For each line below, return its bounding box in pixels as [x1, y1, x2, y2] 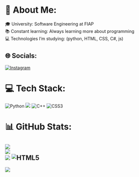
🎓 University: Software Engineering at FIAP [5, 21, 94, 26]
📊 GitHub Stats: [5, 121, 72, 132]
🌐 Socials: [5, 51, 37, 60]
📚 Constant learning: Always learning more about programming [5, 28, 135, 34]
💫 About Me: [5, 4, 57, 16]
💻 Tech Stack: [5, 83, 66, 94]
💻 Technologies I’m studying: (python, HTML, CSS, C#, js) [5, 35, 124, 41]
